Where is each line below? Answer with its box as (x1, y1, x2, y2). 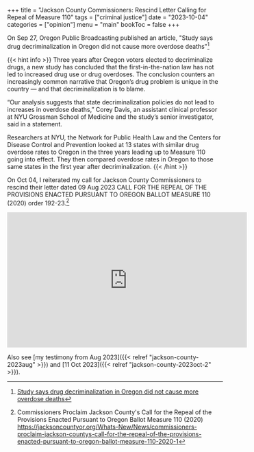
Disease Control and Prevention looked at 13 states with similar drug (7, 140, 199, 148)
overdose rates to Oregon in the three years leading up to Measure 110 (7, 148, 206, 156)
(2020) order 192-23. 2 (7, 197, 70, 207)
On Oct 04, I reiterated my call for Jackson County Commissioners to (7, 175, 202, 184)
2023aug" (7, 361, 36, 369)
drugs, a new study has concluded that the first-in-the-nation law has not (7, 63, 214, 71)
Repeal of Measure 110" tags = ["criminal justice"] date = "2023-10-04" (7, 13, 209, 21)
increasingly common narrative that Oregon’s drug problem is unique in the (7, 77, 218, 85)
